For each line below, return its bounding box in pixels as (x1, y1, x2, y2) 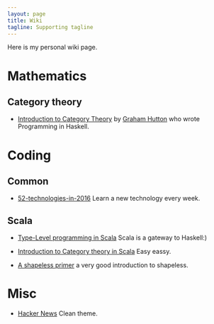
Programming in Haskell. (17, 122, 90, 131)
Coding (7, 147, 52, 163)
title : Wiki (7, 17, 43, 24)
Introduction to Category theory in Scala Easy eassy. (17, 247, 171, 256)
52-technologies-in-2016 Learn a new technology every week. (17, 194, 201, 203)
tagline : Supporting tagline (7, 23, 94, 30)
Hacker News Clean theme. (17, 309, 98, 318)
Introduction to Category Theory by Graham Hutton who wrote (17, 115, 201, 123)
